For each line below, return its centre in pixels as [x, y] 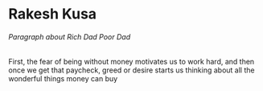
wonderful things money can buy [63, 79]
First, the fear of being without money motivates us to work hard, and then [131, 62]
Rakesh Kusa [53, 14]
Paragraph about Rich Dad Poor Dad [70, 36]
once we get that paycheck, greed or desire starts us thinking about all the [131, 70]
